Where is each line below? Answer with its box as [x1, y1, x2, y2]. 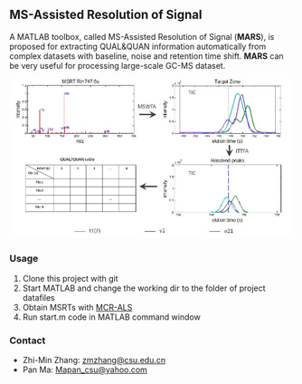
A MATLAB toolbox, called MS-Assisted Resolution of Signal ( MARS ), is [9, 31, 275, 42]
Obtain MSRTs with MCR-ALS [22, 302, 133, 312]
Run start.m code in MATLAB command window [22, 312, 201, 322]
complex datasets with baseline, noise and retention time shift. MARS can [9, 50, 284, 62]
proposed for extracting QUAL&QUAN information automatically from [9, 41, 267, 52]
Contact [9, 334, 46, 347]
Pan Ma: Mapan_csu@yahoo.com [22, 364, 147, 375]
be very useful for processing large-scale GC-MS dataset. [9, 60, 226, 71]
